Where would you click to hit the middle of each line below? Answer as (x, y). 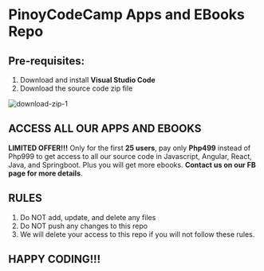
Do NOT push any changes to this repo (84, 226)
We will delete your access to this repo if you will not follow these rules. (137, 234)
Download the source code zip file (76, 88)
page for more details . (45, 173)
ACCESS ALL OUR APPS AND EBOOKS (105, 129)
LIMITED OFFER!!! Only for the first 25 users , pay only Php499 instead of (130, 148)
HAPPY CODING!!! (55, 259)
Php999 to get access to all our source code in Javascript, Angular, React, (130, 156)
